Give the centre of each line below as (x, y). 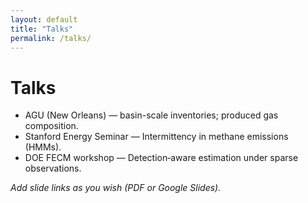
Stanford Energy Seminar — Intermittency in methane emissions (156, 137)
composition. (51, 126)
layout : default (44, 19)
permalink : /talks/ (51, 38)
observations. (53, 168)
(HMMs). (43, 147)
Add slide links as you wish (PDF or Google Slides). (116, 188)
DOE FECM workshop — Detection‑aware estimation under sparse (161, 158)
